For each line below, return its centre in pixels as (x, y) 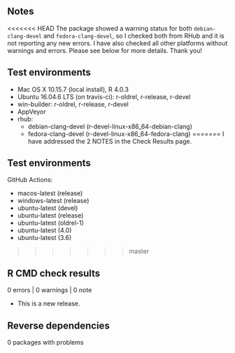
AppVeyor (31, 112)
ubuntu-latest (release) (50, 216)
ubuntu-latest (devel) (48, 208)
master (139, 251)
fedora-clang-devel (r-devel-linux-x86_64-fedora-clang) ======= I (126, 134)
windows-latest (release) (53, 201)
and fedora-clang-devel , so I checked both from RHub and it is (134, 36)
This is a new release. (49, 303)
